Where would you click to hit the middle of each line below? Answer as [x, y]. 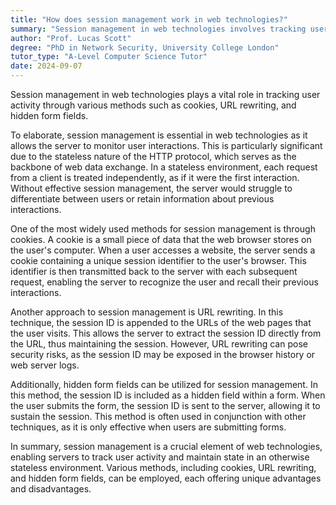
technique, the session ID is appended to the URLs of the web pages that [161, 322]
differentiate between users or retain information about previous [142, 199]
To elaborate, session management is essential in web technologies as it [159, 135]
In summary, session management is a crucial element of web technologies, [166, 446]
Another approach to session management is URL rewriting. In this [147, 312]
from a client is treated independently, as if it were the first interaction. [155, 177]
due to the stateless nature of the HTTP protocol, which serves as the [153, 156]
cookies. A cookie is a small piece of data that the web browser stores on [161, 239]
